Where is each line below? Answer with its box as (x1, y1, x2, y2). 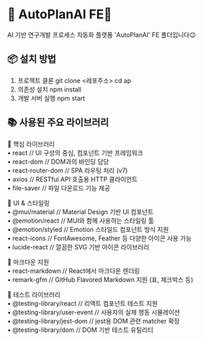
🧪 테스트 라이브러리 (7, 290, 61, 299)
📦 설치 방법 (7, 53, 56, 66)
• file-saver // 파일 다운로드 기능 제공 (7, 183, 111, 192)
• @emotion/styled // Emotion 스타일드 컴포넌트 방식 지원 (7, 225, 169, 233)
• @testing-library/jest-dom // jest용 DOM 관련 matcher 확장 (7, 316, 180, 325)
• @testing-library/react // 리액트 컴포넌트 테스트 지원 (7, 299, 158, 307)
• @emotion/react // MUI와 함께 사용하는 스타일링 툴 (7, 216, 154, 225)
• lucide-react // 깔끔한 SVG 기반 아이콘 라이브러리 (7, 242, 149, 251)
